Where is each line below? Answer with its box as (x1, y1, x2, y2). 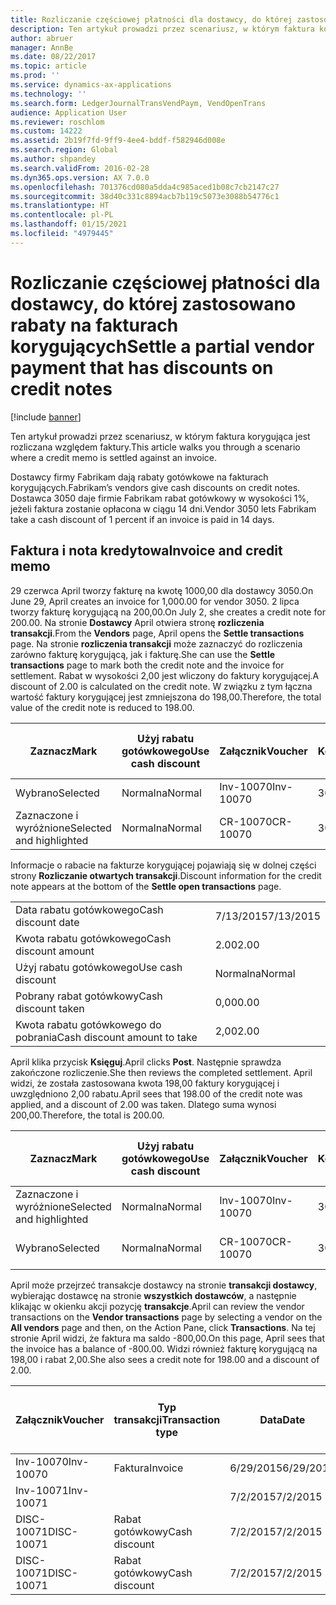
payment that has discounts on (10, 356, 274, 379)
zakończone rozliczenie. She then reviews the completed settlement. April (10, 1066, 313, 1078)
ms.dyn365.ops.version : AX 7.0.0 (10, 172, 150, 183)
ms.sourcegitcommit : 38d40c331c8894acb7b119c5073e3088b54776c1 (10, 191, 280, 201)
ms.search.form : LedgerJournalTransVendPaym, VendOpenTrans (10, 98, 267, 108)
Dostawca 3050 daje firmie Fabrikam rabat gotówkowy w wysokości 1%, (10, 492, 310, 504)
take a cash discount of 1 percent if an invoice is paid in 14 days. (10, 513, 275, 525)
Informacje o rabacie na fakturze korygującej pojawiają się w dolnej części (10, 859, 317, 871)
